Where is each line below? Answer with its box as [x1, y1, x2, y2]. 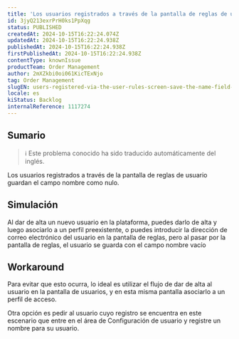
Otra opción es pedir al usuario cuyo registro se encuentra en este [7, 309, 202, 318]
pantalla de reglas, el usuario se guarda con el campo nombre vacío [7, 240, 206, 249]
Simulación [7, 199, 58, 211]
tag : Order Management [7, 76, 75, 84]
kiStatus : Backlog [7, 97, 62, 104]
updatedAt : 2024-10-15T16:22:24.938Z [7, 37, 119, 44]
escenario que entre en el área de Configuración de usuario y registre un [7, 316, 221, 325]
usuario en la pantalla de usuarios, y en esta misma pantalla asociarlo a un [7, 288, 225, 296]
